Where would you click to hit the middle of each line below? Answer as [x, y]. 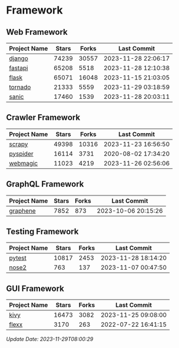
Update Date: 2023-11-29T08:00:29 [50, 339]
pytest [18, 258]
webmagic [24, 163]
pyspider [21, 154]
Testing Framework [42, 232]
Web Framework [37, 32]
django [19, 58]
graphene [23, 211]
